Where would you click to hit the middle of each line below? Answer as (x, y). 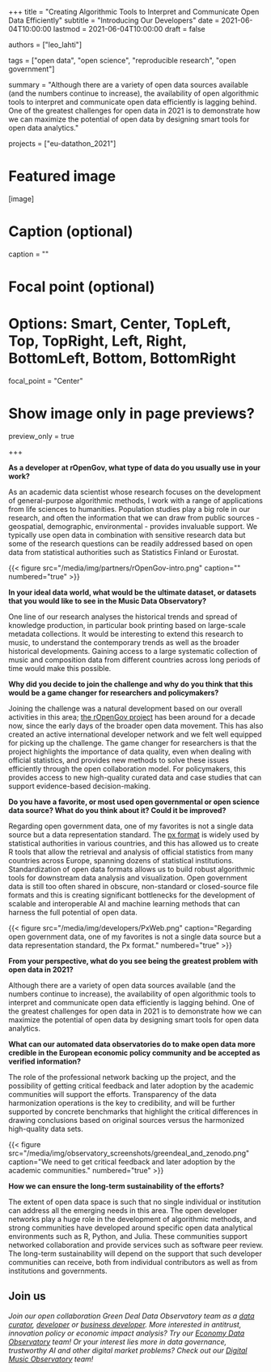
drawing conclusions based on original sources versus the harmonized (127, 1120)
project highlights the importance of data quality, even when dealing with (130, 751)
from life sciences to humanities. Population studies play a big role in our (129, 509)
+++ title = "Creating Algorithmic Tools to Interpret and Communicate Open (134, 12)
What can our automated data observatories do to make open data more (132, 1044)
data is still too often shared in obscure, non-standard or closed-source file (133, 886)
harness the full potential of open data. (73, 912)
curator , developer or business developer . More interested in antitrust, (125, 1324)
